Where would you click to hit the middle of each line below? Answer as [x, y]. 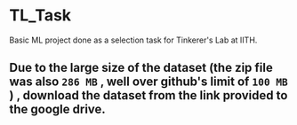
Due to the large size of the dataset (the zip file [141, 68]
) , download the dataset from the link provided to [148, 95]
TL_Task [40, 16]
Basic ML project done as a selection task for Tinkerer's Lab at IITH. [133, 40]
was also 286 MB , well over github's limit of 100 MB [149, 82]
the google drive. [58, 109]
